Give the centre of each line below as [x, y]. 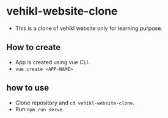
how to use [28, 88]
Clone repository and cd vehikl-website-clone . [75, 103]
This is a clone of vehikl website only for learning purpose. [89, 28]
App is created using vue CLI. [52, 62]
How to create [34, 47]
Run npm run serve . [39, 109]
